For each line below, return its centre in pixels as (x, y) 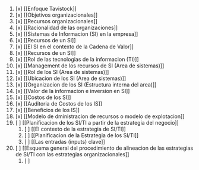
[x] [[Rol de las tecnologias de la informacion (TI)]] (77, 59)
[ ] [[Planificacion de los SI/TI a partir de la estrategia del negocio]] (97, 123)
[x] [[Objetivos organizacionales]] (56, 15)
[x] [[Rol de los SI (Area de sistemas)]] (62, 72)
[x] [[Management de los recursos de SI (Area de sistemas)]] (90, 66)
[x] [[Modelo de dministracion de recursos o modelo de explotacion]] (100, 116)
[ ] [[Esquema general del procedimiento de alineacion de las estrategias (104, 148)
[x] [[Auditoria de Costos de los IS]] (59, 103)
